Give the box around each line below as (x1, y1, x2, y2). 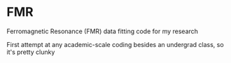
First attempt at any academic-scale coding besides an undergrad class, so (6, 40, 225, 48)
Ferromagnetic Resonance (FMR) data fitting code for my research (6, 27, 199, 35)
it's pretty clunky (6, 48, 55, 56)
